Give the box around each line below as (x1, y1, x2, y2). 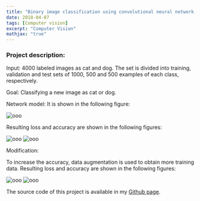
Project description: (6, 51, 65, 59)
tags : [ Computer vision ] (6, 20, 68, 26)
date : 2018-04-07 (6, 14, 50, 20)
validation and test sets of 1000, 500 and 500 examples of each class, (6, 71, 179, 78)
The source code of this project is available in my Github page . (6, 188, 160, 196)
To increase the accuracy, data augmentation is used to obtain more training (6, 158, 195, 166)
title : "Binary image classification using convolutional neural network (6, 8, 195, 15)
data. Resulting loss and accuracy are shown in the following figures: (6, 165, 176, 172)
